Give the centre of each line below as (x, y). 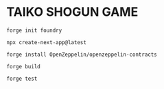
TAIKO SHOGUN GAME (72, 12)
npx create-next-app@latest (47, 42)
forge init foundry (34, 30)
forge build (23, 66)
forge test (22, 79)
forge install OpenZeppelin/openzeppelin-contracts (82, 55)
